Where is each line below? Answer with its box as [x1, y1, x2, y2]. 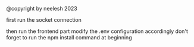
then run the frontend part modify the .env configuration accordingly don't [6, 28, 189, 35]
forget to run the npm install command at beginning [6, 34, 132, 41]
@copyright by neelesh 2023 [6, 5, 77, 12]
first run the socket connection [6, 16, 82, 23]
